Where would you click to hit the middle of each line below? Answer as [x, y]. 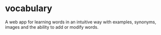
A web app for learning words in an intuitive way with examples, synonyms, [81, 22]
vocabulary [29, 9]
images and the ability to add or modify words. [52, 27]
